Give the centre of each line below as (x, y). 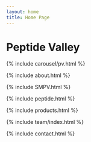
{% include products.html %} (42, 110)
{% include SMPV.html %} (39, 87)
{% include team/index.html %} (45, 122)
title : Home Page (28, 17)
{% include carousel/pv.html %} (46, 64)
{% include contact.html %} (41, 134)
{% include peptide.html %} (41, 99)
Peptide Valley (43, 47)
